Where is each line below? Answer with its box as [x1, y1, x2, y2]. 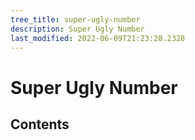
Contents [10, 116, 70, 133]
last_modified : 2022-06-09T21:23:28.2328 [10, 33, 186, 43]
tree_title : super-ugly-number [10, 14, 141, 25]
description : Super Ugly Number [10, 24, 145, 34]
